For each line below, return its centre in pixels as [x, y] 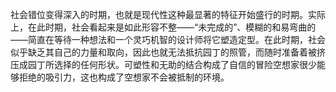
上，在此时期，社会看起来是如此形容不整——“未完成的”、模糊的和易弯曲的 [163, 27]
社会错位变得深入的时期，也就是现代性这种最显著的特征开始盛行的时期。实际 [168, 14]
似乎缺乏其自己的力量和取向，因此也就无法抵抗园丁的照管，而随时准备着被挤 [168, 52]
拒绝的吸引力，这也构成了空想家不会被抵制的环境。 [124, 77]
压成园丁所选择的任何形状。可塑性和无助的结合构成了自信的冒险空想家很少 [163, 64]
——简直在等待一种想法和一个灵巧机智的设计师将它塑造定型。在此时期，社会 [168, 39]
